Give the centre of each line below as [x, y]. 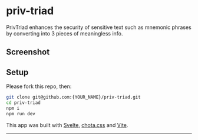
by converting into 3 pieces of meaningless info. [65, 33]
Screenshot [28, 52]
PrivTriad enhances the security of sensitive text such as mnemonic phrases [99, 27]
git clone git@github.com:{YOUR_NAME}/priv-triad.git [74, 97]
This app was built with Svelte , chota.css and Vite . [67, 125]
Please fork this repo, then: [39, 86]
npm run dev [21, 113]
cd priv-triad [24, 103]
